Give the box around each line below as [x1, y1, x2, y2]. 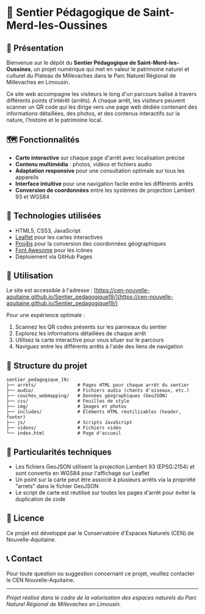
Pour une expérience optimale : [6, 312, 85, 319]
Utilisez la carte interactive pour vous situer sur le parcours [15, 336, 164, 344]
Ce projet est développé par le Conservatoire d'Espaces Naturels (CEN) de [6, 529, 194, 536]
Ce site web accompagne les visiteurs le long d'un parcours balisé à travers [6, 90, 197, 97]
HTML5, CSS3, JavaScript [15, 227, 81, 234]
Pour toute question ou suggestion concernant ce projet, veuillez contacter [6, 569, 195, 577]
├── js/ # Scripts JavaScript [6, 420, 132, 426]
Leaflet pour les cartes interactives [15, 233, 103, 241]
